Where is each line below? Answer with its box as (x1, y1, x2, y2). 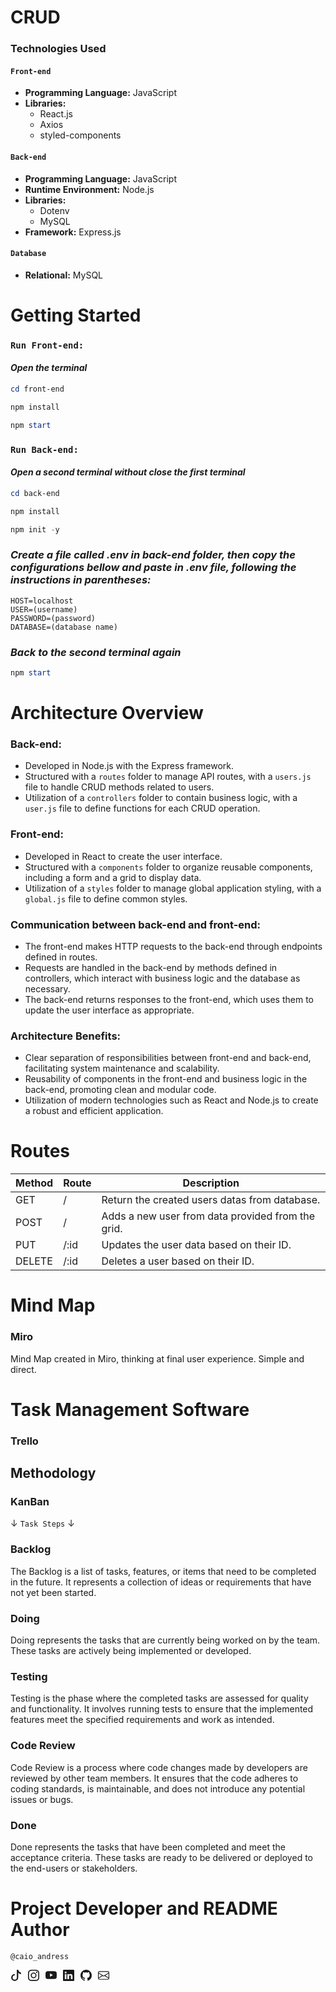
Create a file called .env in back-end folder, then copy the (10, 548, 296, 562)
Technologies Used (10, 42, 107, 56)
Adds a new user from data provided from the (101, 1209, 316, 1223)
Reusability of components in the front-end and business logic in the (24, 1073, 308, 1085)
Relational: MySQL (24, 269, 104, 281)
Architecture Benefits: (10, 1029, 122, 1043)
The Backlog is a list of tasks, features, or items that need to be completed (10, 1565, 317, 1577)
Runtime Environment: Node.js (24, 183, 155, 195)
